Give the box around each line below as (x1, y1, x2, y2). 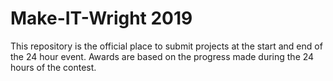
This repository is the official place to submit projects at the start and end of (10, 40, 323, 52)
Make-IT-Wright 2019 (10, 7, 193, 30)
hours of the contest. (10, 61, 97, 73)
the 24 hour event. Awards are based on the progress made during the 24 (10, 50, 315, 62)
